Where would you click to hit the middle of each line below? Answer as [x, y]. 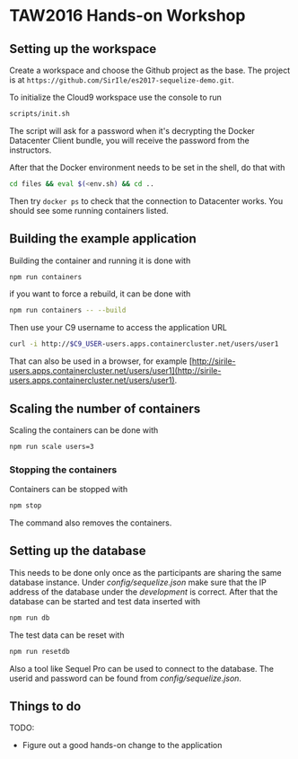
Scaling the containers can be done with [84, 430]
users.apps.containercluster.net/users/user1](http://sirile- [115, 371]
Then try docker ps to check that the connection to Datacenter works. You [146, 201]
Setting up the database [78, 551]
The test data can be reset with [67, 635]
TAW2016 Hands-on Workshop [127, 16]
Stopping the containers [63, 470]
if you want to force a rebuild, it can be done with [100, 294]
